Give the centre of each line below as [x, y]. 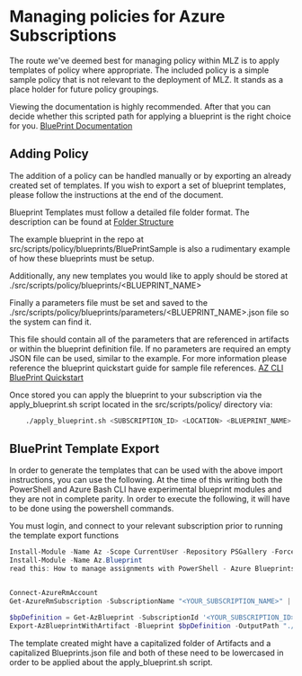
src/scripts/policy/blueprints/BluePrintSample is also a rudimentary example [150, 248]
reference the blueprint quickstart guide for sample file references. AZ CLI [147, 368]
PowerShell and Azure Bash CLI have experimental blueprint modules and [146, 489]
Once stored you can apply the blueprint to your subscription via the [136, 395]
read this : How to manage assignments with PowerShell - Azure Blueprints [152, 569]
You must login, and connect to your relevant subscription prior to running [146, 526]
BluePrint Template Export [84, 449]
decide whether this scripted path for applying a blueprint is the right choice [151, 116]
